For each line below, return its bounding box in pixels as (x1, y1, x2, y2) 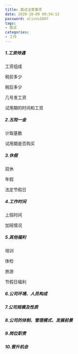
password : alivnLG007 (5, 16, 49, 21)
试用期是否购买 (5, 140, 35, 146)
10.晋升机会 (5, 344, 28, 350)
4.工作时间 (5, 199, 27, 205)
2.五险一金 (5, 117, 27, 123)
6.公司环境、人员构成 (5, 291, 47, 297)
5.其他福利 (5, 234, 27, 240)
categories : (5, 30, 29, 35)
